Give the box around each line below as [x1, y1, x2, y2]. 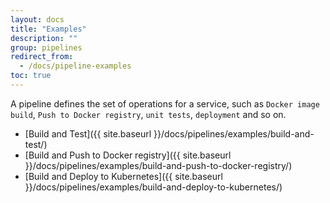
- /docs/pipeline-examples [19, 61, 132, 71]
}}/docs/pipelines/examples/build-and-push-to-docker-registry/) [24, 159, 293, 171]
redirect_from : [10, 52, 74, 62]
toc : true [10, 71, 52, 81]
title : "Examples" [10, 24, 87, 34]
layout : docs [10, 14, 65, 25]
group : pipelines [10, 42, 83, 53]
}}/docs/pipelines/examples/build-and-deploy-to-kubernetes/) [24, 181, 283, 193]
